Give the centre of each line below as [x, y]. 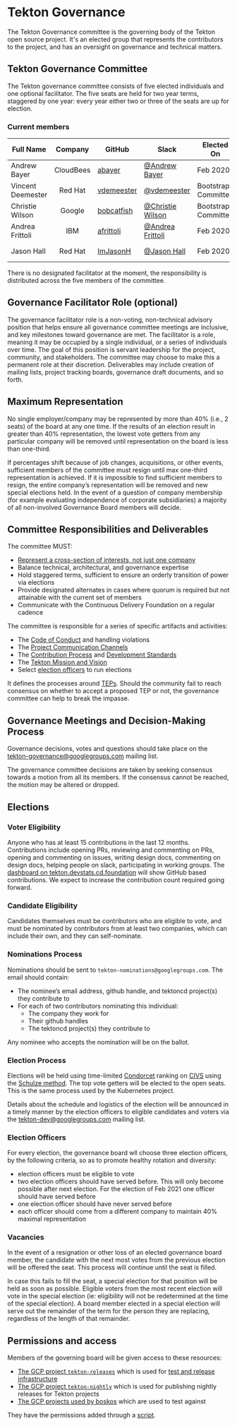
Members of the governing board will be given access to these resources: [115, 1358]
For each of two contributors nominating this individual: [98, 1006]
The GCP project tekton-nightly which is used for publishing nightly [117, 1387]
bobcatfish [115, 211]
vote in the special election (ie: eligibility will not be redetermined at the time [118, 1296]
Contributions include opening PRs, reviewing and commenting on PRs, [111, 850]
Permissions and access [62, 1341]
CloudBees [72, 170]
